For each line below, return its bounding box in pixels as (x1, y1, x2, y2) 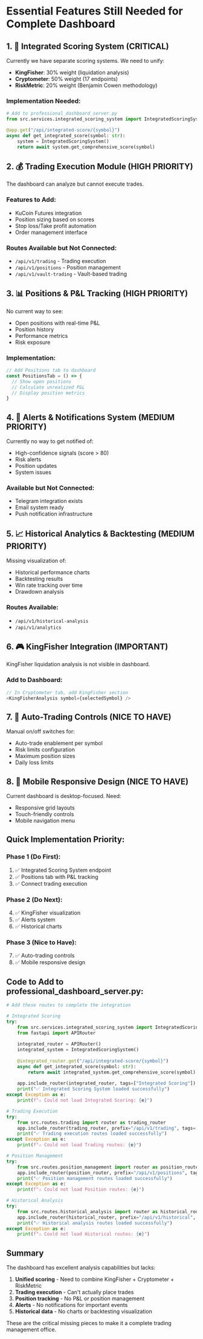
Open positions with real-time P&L (14, 319, 100, 326)
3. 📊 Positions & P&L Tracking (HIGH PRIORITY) (6, 288, 188, 299)
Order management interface (14, 229, 88, 236)
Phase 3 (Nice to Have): (6, 938, 77, 947)
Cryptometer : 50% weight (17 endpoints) (14, 76, 118, 82)
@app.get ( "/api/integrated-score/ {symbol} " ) (6, 127, 120, 134)
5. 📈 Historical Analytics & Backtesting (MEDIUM (6, 528, 195, 539)
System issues (14, 468, 51, 476)
